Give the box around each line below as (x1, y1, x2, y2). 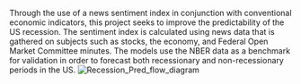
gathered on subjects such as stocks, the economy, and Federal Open (9, 36, 269, 46)
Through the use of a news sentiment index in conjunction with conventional (9, 8, 292, 18)
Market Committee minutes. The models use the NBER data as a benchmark (9, 46, 290, 56)
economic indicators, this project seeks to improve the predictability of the (9, 17, 285, 28)
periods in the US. (9, 64, 76, 75)
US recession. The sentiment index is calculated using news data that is (9, 27, 276, 37)
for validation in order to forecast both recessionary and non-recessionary (9, 55, 285, 65)
